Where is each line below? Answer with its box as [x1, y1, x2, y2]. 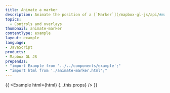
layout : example [5, 36, 39, 41]
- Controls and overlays [10, 21, 62, 27]
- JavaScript [5, 45, 33, 50]
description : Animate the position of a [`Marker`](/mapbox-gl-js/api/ [5, 12, 159, 17]
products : [5, 49, 26, 54]
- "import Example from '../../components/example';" [5, 63, 121, 68]
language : [5, 40, 26, 45]
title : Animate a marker [5, 7, 58, 13]
